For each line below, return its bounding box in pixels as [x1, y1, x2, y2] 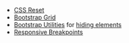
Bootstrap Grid [13, 13, 56, 21]
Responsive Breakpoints [13, 28, 83, 36]
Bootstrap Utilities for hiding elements [13, 21, 122, 28]
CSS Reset [13, 6, 45, 14]
